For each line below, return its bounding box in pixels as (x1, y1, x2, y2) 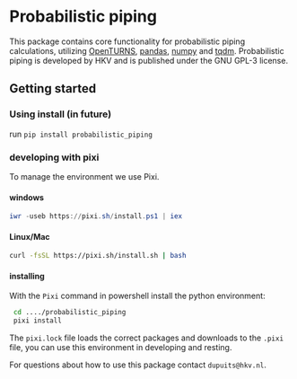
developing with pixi (9, 151, 100, 163)
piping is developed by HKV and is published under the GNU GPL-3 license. (9, 55, 289, 66)
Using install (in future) (9, 108, 112, 120)
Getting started (9, 81, 97, 96)
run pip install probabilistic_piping (9, 128, 153, 139)
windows (9, 191, 45, 203)
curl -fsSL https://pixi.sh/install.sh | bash (9, 251, 187, 260)
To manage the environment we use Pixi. (9, 171, 160, 181)
